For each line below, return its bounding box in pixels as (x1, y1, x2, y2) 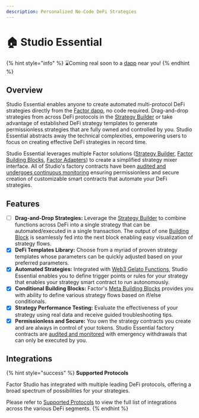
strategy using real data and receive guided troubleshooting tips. (14, 311, 173, 318)
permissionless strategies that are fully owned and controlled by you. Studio (6, 126, 192, 133)
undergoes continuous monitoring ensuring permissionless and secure (6, 169, 179, 176)
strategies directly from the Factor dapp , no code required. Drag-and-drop (6, 107, 189, 114)
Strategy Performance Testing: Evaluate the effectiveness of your (14, 304, 178, 311)
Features (6, 199, 40, 209)
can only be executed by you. (14, 336, 87, 344)
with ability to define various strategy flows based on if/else (14, 292, 162, 299)
